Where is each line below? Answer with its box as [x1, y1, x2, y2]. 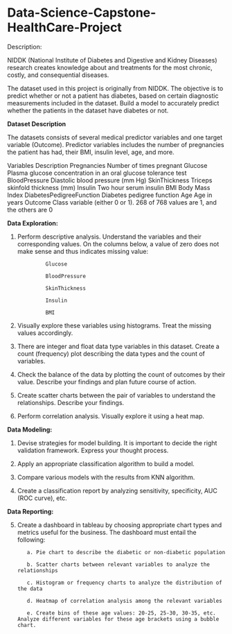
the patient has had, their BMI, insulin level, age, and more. [7, 148, 175, 156]
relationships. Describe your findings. [17, 398, 125, 406]
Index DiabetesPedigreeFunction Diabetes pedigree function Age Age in [7, 191, 213, 199]
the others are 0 [7, 205, 53, 214]
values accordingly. [17, 328, 73, 337]
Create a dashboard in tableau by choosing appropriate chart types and [17, 520, 222, 529]
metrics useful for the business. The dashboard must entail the [17, 528, 197, 536]
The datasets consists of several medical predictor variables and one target [7, 133, 223, 142]
